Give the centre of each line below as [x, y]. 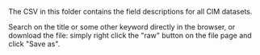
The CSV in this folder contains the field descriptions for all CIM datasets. [130, 12]
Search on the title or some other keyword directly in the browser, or [122, 27]
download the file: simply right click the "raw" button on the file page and [130, 35]
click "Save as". [34, 44]
